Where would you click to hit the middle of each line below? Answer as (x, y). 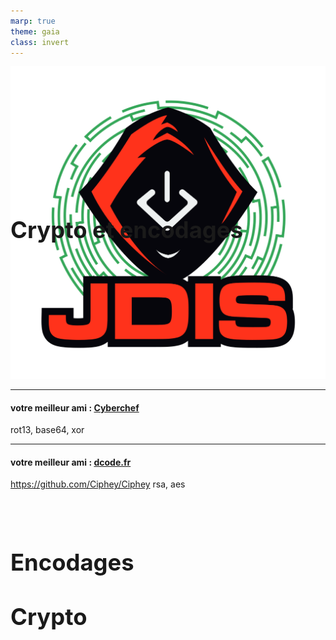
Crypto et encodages (126, 230)
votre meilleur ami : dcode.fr (71, 462)
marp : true (33, 21)
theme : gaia (35, 31)
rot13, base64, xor (47, 430)
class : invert (40, 42)
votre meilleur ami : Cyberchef (75, 407)
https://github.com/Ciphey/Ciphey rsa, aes (98, 484)
